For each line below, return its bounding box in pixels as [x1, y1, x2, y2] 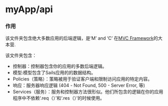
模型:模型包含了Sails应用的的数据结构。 [12, 70, 96, 76]
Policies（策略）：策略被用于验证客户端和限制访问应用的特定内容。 [12, 76, 152, 82]
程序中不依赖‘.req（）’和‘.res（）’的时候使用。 [12, 95, 105, 101]
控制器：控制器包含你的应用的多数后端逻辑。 [12, 63, 107, 69]
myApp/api [5, 4, 53, 15]
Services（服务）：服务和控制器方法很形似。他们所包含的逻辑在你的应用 [12, 89, 163, 95]
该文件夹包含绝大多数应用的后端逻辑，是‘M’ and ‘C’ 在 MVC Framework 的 [5, 35, 158, 41]
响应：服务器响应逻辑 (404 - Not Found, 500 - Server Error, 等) [12, 83, 146, 89]
